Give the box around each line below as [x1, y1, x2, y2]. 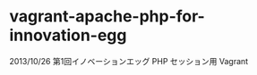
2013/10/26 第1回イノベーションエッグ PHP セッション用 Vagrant [9, 55, 249, 66]
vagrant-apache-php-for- [9, 6, 206, 27]
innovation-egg [9, 25, 127, 46]
